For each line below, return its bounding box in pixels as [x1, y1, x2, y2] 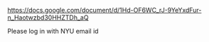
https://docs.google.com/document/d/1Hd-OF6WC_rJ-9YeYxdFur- [7, 6, 202, 14]
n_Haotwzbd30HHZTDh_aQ [7, 13, 89, 22]
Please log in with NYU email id [7, 27, 99, 35]
